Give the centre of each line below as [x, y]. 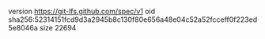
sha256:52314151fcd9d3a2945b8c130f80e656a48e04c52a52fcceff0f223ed [133, 19]
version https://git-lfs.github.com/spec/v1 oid [82, 11]
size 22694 [58, 28]
